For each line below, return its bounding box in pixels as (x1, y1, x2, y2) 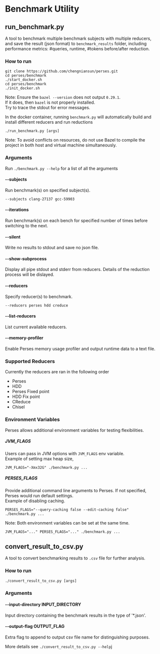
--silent (5, 234, 21, 239)
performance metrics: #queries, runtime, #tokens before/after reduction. (5, 46, 150, 51)
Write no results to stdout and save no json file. (5, 245, 99, 251)
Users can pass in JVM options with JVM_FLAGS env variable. (5, 450, 125, 456)
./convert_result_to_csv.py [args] (5, 578, 77, 583)
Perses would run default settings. (5, 493, 74, 498)
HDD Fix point (12, 394, 40, 399)
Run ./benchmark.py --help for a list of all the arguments (5, 165, 118, 171)
